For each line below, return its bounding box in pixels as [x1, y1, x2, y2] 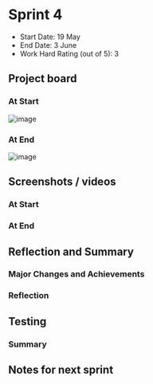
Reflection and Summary [8, 245, 134, 258]
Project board [8, 72, 77, 85]
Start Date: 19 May [19, 32, 81, 41]
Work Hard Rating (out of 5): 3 [19, 49, 120, 58]
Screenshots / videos [8, 175, 117, 189]
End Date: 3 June [19, 40, 77, 49]
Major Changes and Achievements [8, 268, 145, 280]
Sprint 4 [8, 6, 63, 24]
